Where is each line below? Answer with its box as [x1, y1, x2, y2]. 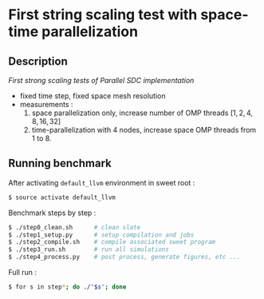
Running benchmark [8, 157, 112, 170]
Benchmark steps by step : [8, 208, 97, 217]
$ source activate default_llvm [8, 193, 116, 201]
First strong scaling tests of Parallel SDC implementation [8, 76, 195, 85]
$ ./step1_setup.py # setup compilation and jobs [8, 230, 195, 239]
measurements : [19, 100, 73, 109]
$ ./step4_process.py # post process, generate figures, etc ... [8, 253, 241, 261]
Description [8, 54, 68, 68]
